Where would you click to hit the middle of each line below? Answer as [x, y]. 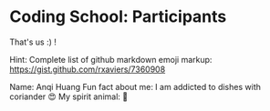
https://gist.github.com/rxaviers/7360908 [88, 69]
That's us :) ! [33, 42]
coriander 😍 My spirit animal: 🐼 [69, 96]
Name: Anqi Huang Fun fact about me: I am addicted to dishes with [135, 86]
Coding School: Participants [118, 17]
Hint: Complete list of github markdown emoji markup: [111, 59]
